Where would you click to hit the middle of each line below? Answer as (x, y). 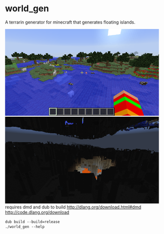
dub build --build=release (32, 222)
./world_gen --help (25, 227)
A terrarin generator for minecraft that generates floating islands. (70, 22)
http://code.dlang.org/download (37, 212)
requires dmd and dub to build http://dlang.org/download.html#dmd (73, 207)
